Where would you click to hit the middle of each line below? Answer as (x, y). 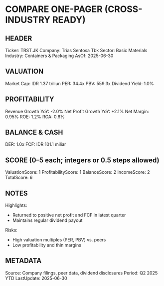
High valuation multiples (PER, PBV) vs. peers (59, 240)
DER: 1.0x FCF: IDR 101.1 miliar (36, 144)
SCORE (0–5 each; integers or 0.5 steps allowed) (82, 160)
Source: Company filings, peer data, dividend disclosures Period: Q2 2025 (82, 273)
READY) (69, 20)
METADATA (23, 261)
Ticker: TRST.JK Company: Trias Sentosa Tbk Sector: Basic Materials (76, 50)
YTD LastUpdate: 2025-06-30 (36, 278)
